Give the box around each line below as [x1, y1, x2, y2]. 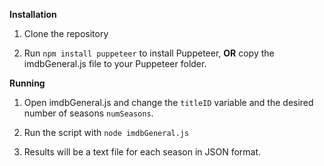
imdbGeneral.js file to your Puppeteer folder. [23, 58, 207, 69]
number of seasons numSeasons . [23, 107, 154, 119]
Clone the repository [23, 28, 109, 39]
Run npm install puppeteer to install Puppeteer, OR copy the [23, 47, 275, 59]
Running [9, 77, 46, 89]
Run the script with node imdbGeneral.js [23, 127, 190, 138]
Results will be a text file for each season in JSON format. [23, 146, 262, 158]
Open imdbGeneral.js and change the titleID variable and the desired [23, 97, 314, 108]
